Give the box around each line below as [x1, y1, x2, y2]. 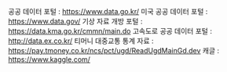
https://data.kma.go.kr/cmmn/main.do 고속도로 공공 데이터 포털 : [8, 27, 212, 35]
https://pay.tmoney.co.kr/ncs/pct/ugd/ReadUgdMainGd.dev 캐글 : [8, 46, 220, 55]
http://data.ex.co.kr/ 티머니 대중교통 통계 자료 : [8, 36, 154, 45]
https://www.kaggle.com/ [8, 55, 90, 64]
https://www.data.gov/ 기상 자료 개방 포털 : [8, 16, 143, 26]
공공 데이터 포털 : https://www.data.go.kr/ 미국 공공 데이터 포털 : [8, 7, 208, 16]
